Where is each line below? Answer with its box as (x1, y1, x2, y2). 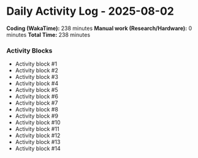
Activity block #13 (15, 138, 61, 146)
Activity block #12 (15, 132, 61, 139)
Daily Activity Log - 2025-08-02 (6, 4, 175, 18)
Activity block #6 (15, 93, 58, 100)
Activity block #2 (15, 67, 58, 74)
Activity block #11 (15, 126, 59, 133)
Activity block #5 (15, 86, 58, 94)
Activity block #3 (15, 73, 58, 81)
